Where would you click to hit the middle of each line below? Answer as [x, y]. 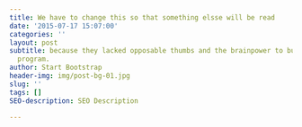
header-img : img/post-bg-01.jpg [70, 76]
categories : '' [38, 34]
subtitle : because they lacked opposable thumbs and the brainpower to [146, 51]
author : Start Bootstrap [56, 68]
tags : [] [26, 92]
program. [34, 59]
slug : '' [26, 84]
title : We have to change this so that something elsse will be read [142, 17]
